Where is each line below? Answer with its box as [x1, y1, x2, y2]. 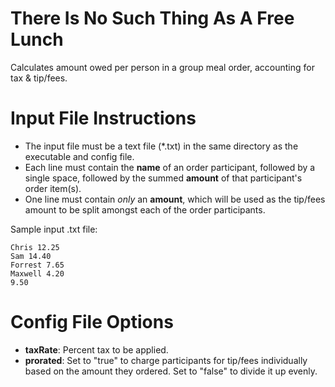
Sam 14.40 [10, 251, 52, 261]
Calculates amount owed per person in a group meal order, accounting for [10, 61, 315, 73]
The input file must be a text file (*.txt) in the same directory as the [24, 140, 299, 152]
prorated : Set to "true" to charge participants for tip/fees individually [24, 354, 308, 366]
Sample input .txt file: [10, 223, 98, 235]
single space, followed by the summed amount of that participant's [24, 172, 303, 184]
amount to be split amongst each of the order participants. [24, 203, 266, 216]
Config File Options [10, 311, 174, 334]
